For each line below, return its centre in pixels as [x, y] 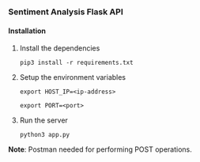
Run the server [44, 120]
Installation [27, 31]
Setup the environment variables [73, 77]
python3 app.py [45, 135]
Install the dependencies [60, 48]
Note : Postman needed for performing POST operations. [100, 149]
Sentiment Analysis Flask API [66, 12]
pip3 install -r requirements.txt [76, 63]
